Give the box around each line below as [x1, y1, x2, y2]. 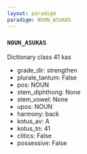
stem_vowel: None [16, 95, 69, 103]
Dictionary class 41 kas [7, 53, 71, 61]
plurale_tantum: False [16, 73, 77, 81]
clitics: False [16, 131, 52, 140]
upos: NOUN [16, 102, 53, 110]
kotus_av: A [16, 117, 50, 125]
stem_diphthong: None [16, 88, 81, 96]
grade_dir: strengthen [16, 66, 78, 74]
